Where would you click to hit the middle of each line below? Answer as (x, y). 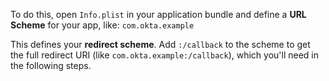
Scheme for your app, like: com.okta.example (102, 25)
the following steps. (51, 65)
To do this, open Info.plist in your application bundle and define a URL (158, 14)
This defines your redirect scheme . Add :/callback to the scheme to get (160, 44)
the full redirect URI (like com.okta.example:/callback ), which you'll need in (165, 55)
